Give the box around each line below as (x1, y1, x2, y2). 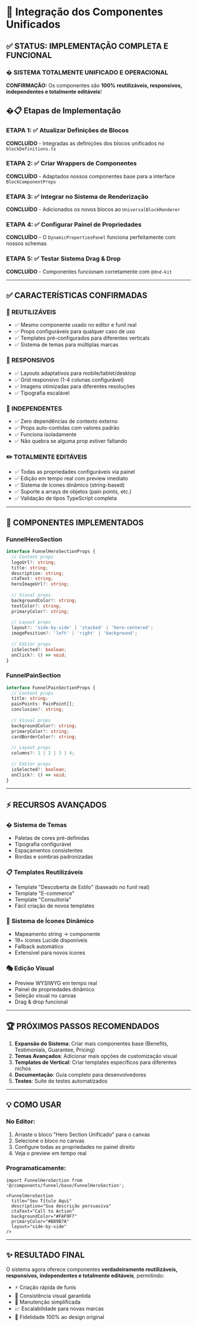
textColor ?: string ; (11, 603, 62, 609)
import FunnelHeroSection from (6, 1177, 83, 1183)
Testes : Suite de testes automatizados (14, 1077, 108, 1084)
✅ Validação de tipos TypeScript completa (14, 495, 117, 502)
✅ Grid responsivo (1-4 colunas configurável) (14, 376, 124, 383)
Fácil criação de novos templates (14, 903, 95, 910)
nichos (14, 1064, 31, 1072)
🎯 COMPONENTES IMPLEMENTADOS (6, 517, 144, 527)
